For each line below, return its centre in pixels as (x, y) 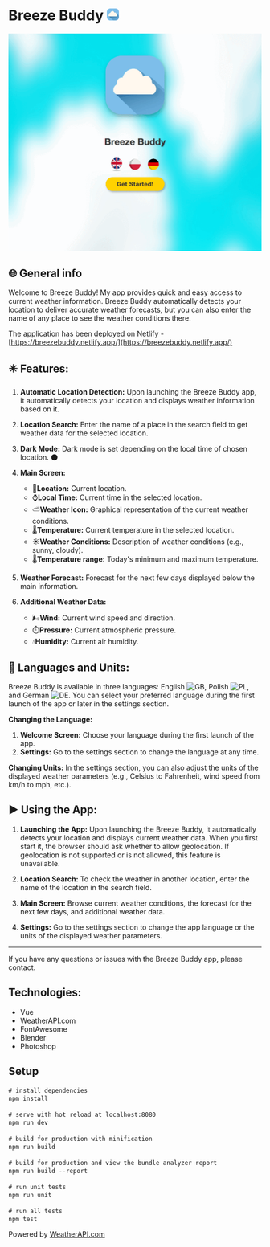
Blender (33, 1037)
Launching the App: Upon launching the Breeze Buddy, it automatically (138, 829)
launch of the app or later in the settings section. (89, 704)
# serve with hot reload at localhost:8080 (82, 1115)
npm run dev (28, 1123)
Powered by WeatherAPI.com (57, 1234)
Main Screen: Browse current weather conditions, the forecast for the (135, 903)
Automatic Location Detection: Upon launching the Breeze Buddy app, (138, 392)
